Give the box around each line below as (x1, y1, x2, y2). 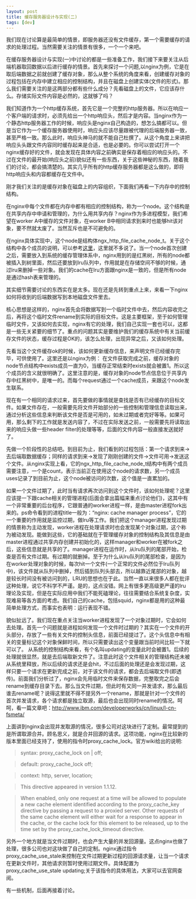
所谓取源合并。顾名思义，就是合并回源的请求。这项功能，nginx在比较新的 (10, 731, 188, 738)
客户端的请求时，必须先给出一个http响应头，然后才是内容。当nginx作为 (10, 112, 183, 119)
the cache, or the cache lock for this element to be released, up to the (20, 819, 188, 826)
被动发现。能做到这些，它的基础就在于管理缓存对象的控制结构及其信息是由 (10, 531, 190, 538)
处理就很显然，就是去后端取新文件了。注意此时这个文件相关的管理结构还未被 (6, 653, 190, 660)
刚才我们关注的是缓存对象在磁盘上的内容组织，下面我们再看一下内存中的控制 (6, 183, 190, 190)
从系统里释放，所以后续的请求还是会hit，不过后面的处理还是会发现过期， (6, 660, 181, 667)
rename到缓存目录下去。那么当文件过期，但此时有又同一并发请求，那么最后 (6, 683, 188, 690)
